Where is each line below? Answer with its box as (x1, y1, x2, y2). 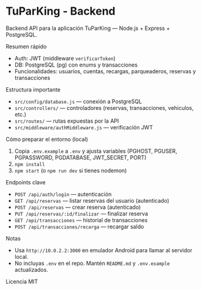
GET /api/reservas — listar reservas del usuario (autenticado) (14, 197, 170, 204)
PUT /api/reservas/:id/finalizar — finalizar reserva (14, 209, 148, 217)
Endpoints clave (5, 178, 46, 186)
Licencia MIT (5, 278, 38, 285)
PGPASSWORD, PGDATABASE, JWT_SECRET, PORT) (14, 154, 147, 161)
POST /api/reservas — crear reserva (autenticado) (14, 203, 141, 211)
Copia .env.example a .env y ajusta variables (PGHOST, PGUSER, (14, 147, 178, 154)
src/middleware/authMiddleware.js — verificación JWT (14, 123, 153, 131)
